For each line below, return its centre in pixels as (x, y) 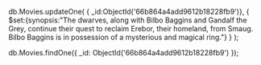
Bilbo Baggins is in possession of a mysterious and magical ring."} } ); (124, 37)
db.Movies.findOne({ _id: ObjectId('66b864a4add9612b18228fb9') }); (124, 53)
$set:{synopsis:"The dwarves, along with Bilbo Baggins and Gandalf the (128, 20)
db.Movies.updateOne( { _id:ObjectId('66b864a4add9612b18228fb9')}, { (129, 12)
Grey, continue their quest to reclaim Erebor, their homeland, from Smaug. (131, 28)
